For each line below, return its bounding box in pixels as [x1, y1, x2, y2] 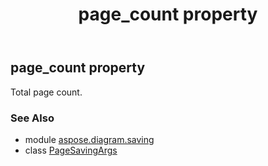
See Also [10, 111, 55, 125]
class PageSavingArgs [24, 144, 118, 156]
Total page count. [10, 86, 83, 98]
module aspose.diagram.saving [24, 133, 155, 145]
